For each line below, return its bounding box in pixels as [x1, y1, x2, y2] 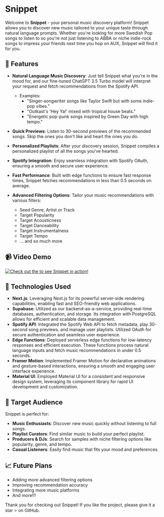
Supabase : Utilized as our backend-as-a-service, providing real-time [12, 306, 152, 312]
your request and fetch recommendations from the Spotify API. [12, 83, 140, 89]
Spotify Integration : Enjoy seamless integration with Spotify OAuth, [12, 158, 148, 164]
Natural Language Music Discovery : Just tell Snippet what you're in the [12, 72, 158, 79]
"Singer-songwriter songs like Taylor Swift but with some [26, 98, 142, 104]
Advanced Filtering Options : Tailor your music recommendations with [12, 192, 154, 198]
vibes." [36, 103, 50, 109]
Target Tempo [19, 233, 48, 238]
